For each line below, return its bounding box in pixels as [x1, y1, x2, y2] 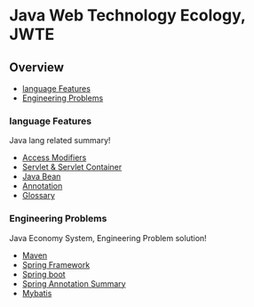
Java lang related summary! [9, 135, 111, 146]
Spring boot [21, 269, 66, 279]
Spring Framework [21, 259, 91, 270]
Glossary [21, 190, 56, 201]
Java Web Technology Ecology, [9, 5, 246, 26]
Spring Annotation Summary [21, 278, 126, 289]
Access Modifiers [21, 152, 87, 163]
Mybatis [21, 287, 52, 298]
